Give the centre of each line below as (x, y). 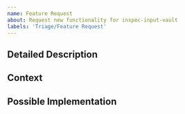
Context (25, 78)
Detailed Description (53, 54)
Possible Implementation (62, 101)
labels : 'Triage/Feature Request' (57, 26)
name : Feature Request (40, 13)
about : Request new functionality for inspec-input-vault (92, 20)
